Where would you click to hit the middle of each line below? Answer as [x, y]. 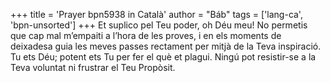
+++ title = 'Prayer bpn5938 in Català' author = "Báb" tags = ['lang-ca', [156, 14]
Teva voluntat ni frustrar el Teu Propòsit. [93, 67]
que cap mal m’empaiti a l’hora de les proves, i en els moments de [146, 35]
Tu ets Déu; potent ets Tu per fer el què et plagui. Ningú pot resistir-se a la [163, 57]
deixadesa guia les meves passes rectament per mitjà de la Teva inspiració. [166, 46]
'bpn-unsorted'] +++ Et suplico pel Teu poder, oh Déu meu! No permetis [159, 25]
